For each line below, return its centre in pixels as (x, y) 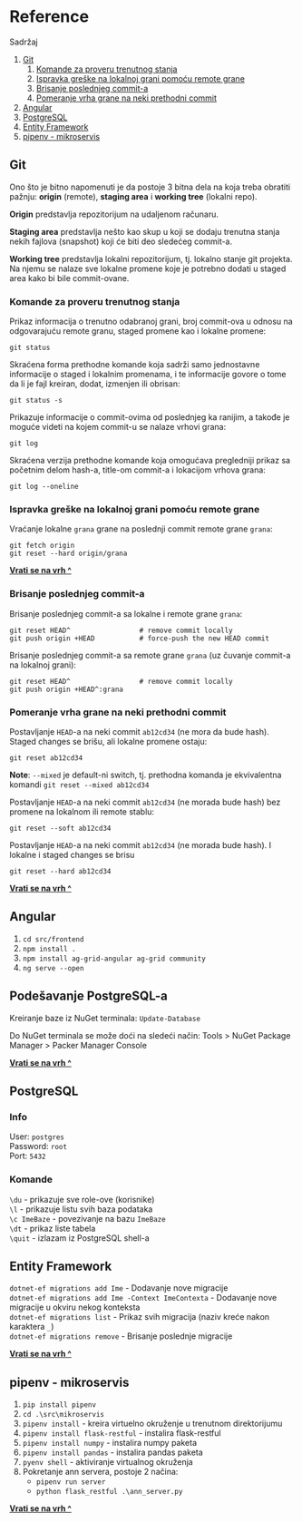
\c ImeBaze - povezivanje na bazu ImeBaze (88, 1218)
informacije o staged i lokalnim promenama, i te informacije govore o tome (148, 375)
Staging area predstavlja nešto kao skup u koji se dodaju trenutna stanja (145, 231)
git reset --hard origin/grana (68, 554)
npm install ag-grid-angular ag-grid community (114, 959)
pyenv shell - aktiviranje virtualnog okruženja (107, 1462)
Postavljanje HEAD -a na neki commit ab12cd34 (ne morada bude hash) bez (145, 802)
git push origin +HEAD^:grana (67, 689)
